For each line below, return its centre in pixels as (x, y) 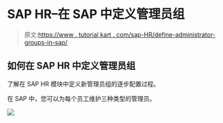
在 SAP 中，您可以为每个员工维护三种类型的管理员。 (81, 98)
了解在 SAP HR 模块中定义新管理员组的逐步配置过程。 (84, 84)
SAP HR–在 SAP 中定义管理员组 (96, 14)
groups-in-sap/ (46, 42)
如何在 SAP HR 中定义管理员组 (71, 66)
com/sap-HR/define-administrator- (166, 35)
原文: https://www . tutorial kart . (69, 35)
